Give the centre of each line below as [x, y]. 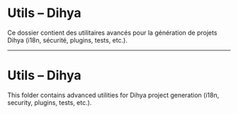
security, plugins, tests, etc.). [50, 102]
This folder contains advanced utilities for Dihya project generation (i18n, [113, 95]
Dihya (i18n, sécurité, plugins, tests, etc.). [67, 40]
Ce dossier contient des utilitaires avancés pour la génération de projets [112, 33]
